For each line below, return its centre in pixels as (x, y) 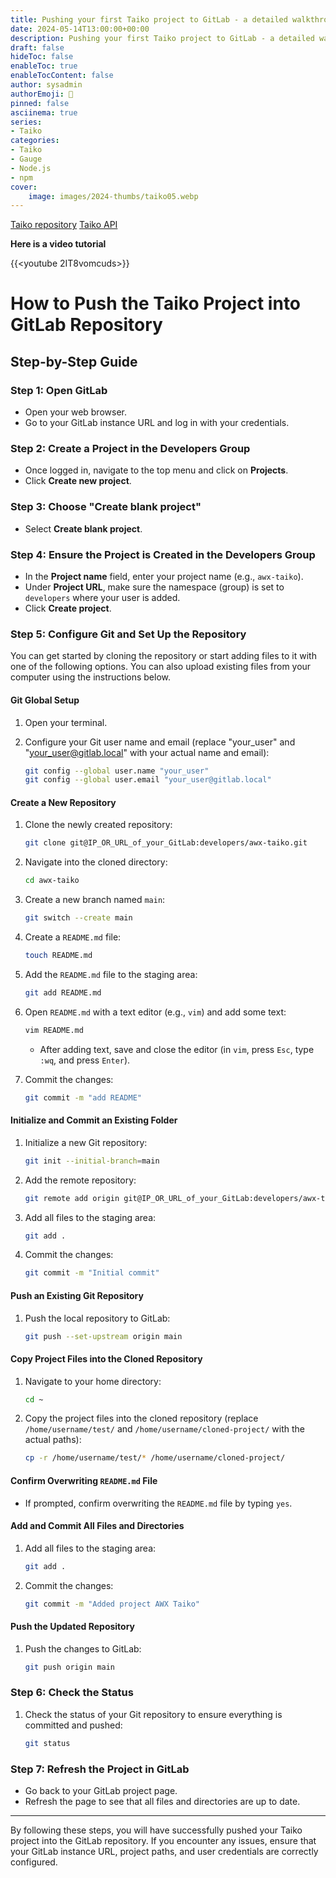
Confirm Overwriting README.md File (84, 1480)
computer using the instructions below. (90, 677)
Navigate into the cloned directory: (96, 862)
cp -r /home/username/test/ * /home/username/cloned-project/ (155, 1458)
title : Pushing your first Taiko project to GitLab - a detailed (149, 19)
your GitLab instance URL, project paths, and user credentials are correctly (164, 1852)
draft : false (37, 47)
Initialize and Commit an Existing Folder (94, 1120)
